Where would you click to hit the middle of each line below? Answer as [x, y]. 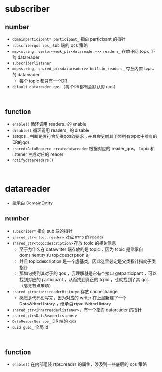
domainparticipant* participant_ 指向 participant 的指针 [69, 39]
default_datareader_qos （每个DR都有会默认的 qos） [65, 87]
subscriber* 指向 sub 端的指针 [42, 231]
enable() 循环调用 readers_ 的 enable [49, 124]
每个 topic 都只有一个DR [43, 81]
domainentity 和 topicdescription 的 [55, 255]
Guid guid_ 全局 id [30, 327]
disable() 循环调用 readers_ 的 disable [51, 130]
